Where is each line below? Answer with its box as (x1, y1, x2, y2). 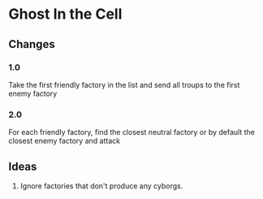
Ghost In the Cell (8, 5, 123, 24)
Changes (8, 37, 55, 51)
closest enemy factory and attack (8, 136, 120, 146)
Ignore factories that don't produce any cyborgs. (19, 180, 183, 191)
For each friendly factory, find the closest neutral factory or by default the (8, 128, 256, 137)
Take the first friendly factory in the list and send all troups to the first (8, 80, 240, 89)
